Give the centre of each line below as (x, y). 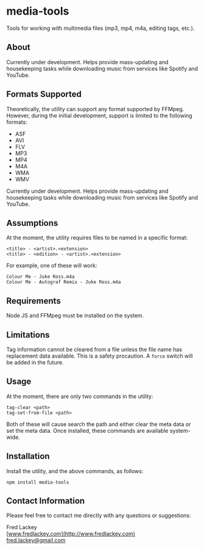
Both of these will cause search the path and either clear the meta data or (99, 424)
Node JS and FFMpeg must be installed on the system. (75, 316)
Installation (28, 456)
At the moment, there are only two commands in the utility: (80, 396)
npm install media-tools (38, 482)
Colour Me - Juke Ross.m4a (40, 277)
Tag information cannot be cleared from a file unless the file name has (94, 349)
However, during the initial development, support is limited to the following (100, 115)
